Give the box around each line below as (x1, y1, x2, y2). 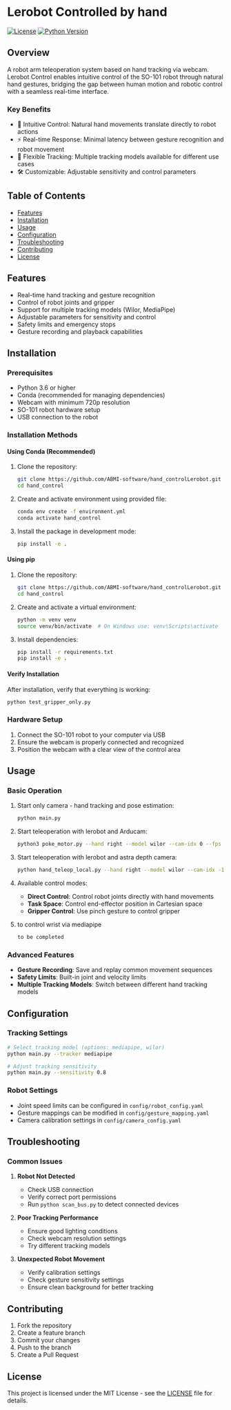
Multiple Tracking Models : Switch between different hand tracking (17, 980, 208, 989)
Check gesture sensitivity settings (27, 1275, 124, 1284)
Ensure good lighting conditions (27, 1227, 119, 1235)
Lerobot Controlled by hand (7, 4, 168, 20)
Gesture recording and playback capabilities (17, 327, 143, 335)
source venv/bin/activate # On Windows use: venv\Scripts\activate (17, 622, 219, 630)
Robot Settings (7, 1086, 59, 1095)
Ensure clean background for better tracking (27, 1283, 154, 1291)
